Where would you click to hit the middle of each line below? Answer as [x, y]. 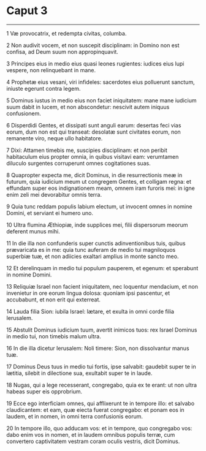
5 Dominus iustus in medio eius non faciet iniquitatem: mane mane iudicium [101, 100]
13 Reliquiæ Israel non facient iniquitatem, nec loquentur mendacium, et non [102, 286]
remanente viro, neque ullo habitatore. [55, 138]
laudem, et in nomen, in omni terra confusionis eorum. [74, 416]
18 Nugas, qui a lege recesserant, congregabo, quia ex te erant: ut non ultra [102, 385]
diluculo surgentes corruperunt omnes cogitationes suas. [79, 163]
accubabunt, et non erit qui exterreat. [54, 299]
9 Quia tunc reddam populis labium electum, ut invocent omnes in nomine [99, 207]
